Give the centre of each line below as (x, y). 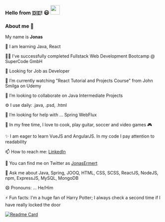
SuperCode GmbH (24, 62)
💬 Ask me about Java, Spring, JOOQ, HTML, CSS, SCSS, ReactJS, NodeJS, (82, 173)
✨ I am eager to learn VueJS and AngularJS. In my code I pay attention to (80, 136)
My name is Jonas (24, 37)
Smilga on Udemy (23, 86)
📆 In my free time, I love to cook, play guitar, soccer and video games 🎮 (79, 125)
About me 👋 (19, 26)
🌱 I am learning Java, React (33, 47)
